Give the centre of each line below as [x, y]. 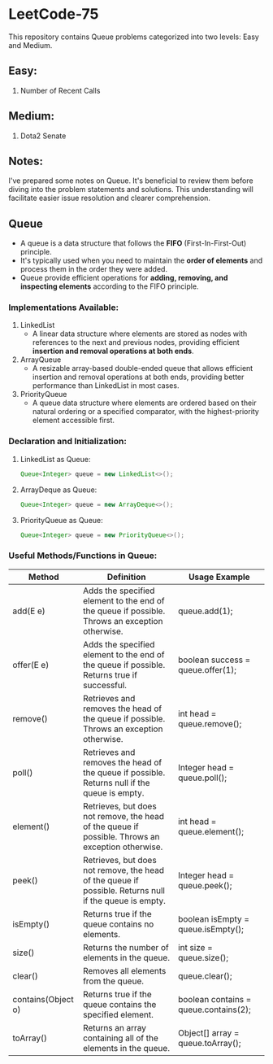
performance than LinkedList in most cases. [106, 386]
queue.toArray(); [209, 1043]
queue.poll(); [202, 778]
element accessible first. [74, 421]
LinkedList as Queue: [55, 459]
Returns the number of [126, 947]
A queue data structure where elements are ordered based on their [144, 403]
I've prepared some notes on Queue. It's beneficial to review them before [131, 181]
